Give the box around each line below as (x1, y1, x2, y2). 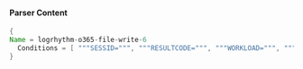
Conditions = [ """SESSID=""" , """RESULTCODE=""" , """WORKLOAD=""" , (17, 43, 280, 53)
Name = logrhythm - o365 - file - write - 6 (9, 36, 147, 45)
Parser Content (9, 7, 68, 18)
